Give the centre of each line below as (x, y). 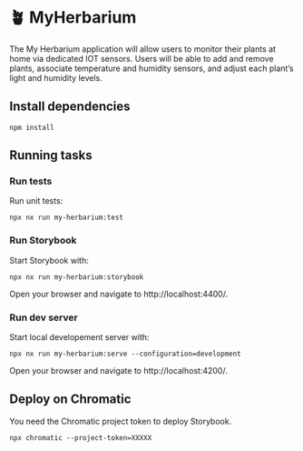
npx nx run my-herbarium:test (67, 218)
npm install (32, 127)
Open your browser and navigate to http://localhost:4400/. (119, 294)
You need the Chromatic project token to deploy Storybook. (121, 421)
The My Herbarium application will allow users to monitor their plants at (143, 49)
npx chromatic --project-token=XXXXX (81, 437)
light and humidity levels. (56, 77)
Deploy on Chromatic (70, 400)
